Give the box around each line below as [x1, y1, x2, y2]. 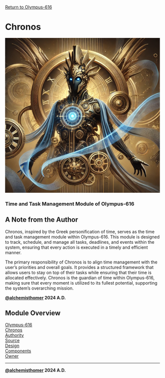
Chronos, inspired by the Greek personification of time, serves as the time [5, 229, 155, 234]
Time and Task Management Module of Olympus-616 [5, 200, 135, 207]
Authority [5, 332, 24, 338]
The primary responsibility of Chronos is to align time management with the [5, 259, 158, 265]
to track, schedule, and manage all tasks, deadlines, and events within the [5, 239, 155, 245]
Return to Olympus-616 [5, 4, 53, 10]
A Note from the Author [5, 216, 79, 224]
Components [5, 348, 31, 354]
